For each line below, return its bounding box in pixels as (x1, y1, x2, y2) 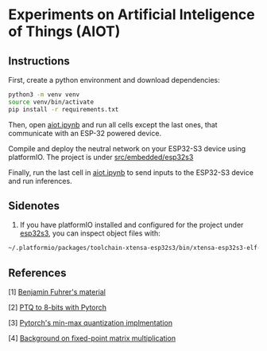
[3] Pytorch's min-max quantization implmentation (8, 318, 173, 328)
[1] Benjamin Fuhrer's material (8, 287, 106, 297)
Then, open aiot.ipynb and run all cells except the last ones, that (8, 119, 218, 129)
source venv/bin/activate (8, 98, 94, 106)
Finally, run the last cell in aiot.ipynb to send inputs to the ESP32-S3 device (8, 167, 254, 177)
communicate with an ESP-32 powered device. (8, 128, 161, 138)
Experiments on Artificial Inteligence (8, 6, 256, 24)
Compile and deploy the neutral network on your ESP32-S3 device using (8, 143, 246, 153)
